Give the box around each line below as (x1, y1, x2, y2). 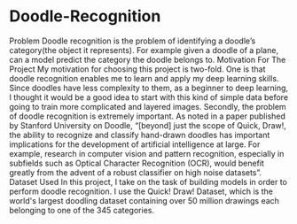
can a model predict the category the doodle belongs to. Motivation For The (9, 54, 286, 65)
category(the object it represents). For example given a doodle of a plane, (9, 44, 279, 55)
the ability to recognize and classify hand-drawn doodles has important (9, 129, 270, 140)
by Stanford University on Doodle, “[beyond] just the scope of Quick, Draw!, (9, 120, 286, 130)
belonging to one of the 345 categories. (9, 205, 155, 215)
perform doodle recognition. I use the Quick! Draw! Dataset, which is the (9, 186, 273, 197)
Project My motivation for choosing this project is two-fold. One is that (9, 64, 266, 74)
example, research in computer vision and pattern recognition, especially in (9, 148, 285, 158)
